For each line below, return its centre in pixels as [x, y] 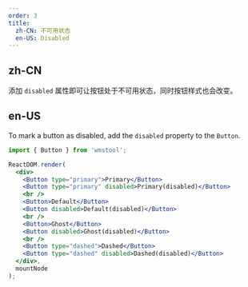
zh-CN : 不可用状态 [43, 30]
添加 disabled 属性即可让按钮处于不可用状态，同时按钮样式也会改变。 [123, 91]
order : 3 [23, 16]
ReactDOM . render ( [37, 165]
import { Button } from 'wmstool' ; [68, 150]
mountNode [32, 269]
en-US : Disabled [42, 38]
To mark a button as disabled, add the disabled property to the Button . [124, 135]
